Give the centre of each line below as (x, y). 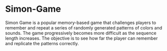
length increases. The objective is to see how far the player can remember (82, 38)
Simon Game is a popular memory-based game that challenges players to (81, 23)
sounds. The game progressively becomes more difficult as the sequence (81, 33)
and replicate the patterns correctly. (42, 43)
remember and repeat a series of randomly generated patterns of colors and (84, 27)
